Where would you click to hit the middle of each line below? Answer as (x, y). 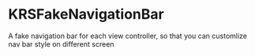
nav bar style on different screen (61, 44)
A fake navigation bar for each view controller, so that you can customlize (127, 36)
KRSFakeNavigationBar (86, 14)
